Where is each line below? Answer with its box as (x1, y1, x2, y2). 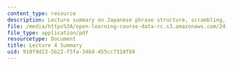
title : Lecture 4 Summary (7, 42, 82, 49)
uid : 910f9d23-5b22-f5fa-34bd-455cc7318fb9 (7, 49, 136, 56)
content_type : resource (7, 10, 77, 17)
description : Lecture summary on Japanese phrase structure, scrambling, (7, 16, 226, 23)
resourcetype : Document (7, 36, 77, 43)
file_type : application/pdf (7, 29, 89, 36)
